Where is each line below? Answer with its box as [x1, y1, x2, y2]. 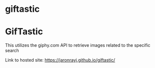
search [5, 48, 19, 54]
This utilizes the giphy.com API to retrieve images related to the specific [5, 42, 151, 48]
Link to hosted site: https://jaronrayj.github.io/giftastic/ [5, 57, 116, 63]
